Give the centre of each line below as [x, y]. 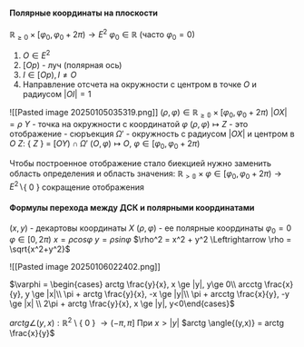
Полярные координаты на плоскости [84, 13]
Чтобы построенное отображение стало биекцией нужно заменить [141, 163]
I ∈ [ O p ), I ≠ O [49, 75]
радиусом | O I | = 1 [57, 94]
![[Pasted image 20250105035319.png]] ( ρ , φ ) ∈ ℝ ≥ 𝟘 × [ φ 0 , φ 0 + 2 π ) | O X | [148, 114]
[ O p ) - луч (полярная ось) [72, 65]
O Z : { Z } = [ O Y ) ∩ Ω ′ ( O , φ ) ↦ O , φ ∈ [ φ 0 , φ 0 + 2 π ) [105, 144]
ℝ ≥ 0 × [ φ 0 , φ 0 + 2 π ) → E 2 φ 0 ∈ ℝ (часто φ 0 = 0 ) [102, 35]
